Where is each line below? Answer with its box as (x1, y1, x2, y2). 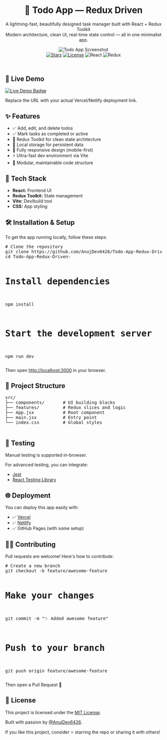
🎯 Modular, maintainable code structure (12, 160, 93, 166)
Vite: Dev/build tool (12, 198, 52, 204)
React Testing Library (12, 477, 56, 483)
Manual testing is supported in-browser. (5, 452, 87, 458)
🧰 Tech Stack (5, 174, 47, 183)
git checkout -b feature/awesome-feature (5, 568, 108, 573)
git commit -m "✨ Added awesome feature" (5, 615, 108, 621)
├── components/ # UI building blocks (5, 400, 116, 405)
